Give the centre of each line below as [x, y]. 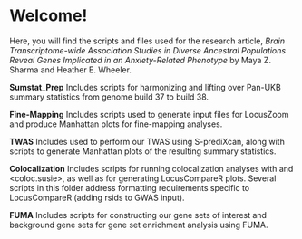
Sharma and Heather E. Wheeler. [70, 70]
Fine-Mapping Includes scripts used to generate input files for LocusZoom [149, 114]
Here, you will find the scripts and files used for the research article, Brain [147, 41]
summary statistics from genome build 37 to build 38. [109, 97]
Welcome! [49, 16]
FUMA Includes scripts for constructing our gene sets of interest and [138, 215]
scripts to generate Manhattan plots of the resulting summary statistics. [143, 151]
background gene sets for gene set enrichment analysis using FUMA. [139, 225]
